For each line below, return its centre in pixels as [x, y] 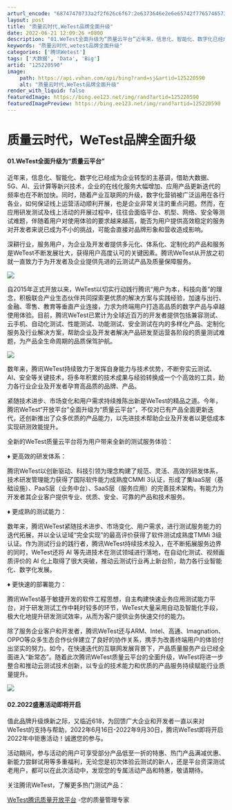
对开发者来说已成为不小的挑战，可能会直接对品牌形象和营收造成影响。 [107, 230]
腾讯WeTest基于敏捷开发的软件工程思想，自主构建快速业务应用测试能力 [108, 599]
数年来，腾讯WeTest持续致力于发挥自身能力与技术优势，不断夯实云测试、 [112, 369]
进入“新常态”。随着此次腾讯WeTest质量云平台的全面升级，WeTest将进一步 [118, 657]
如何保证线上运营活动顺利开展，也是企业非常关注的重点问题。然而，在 [125, 204]
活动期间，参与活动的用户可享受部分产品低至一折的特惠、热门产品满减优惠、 [116, 753]
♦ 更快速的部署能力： [37, 584]
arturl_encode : [29, 13]
